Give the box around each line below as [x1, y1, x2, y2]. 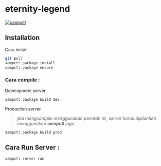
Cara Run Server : [5, 143, 60, 151]
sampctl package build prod [5, 130, 62, 135]
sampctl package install [5, 60, 55, 65]
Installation [5, 34, 40, 42]
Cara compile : [5, 76, 40, 83]
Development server [5, 88, 46, 93]
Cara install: [5, 46, 29, 52]
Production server [5, 106, 41, 111]
